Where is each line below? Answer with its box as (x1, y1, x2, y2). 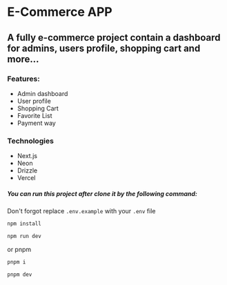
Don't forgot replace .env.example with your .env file (7, 207, 156, 215)
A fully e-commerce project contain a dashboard (7, 32, 221, 43)
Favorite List (17, 111, 52, 119)
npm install (7, 220, 41, 228)
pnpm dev (7, 271, 32, 278)
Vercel (17, 174, 36, 182)
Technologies (7, 136, 54, 146)
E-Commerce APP (7, 4, 112, 20)
